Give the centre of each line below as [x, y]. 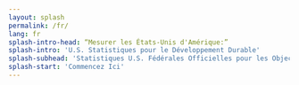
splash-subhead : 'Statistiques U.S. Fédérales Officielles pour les [138, 58]
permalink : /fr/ [38, 26]
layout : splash [37, 17]
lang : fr [25, 34]
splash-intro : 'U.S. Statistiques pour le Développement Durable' [134, 50]
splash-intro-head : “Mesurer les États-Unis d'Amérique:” [118, 42]
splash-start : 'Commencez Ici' [66, 67]
